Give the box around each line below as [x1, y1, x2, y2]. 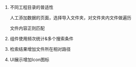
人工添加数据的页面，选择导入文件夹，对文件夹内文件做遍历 [9, 15, 132, 21]
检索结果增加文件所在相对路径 [9, 46, 71, 52]
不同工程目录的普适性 [9, 4, 53, 10]
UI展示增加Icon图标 [9, 57, 49, 63]
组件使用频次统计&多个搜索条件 [9, 36, 74, 41]
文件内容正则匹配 [9, 25, 45, 31]
